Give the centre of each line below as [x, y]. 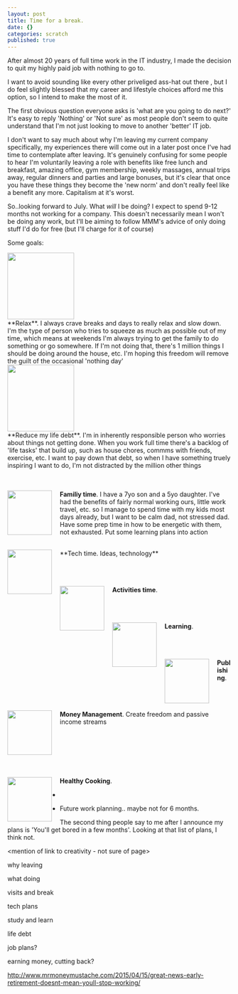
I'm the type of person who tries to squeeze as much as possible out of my [117, 331]
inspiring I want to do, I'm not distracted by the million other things [104, 466]
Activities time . [135, 590]
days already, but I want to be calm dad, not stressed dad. [145, 517]
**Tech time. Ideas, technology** [109, 554]
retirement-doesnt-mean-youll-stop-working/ [74, 983]
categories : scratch [38, 34]
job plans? [22, 948]
